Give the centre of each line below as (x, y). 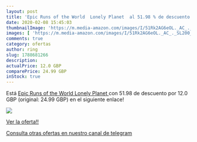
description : (22, 60)
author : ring (22, 50)
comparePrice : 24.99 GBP (36, 71)
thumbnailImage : (26, 28)
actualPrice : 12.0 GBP (34, 66)
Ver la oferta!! (23, 122)
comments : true (25, 39)
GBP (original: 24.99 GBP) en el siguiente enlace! (65, 99)
